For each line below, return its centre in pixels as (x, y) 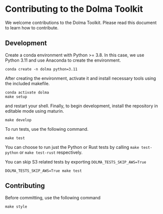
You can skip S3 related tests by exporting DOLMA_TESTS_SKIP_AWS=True (76, 162)
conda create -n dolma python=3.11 (41, 69)
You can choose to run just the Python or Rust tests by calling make (72, 147)
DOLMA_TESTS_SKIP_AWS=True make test (44, 171)
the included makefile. (27, 83)
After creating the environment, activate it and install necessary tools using (81, 78)
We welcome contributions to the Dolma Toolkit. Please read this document (81, 23)
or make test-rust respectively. (51, 152)
